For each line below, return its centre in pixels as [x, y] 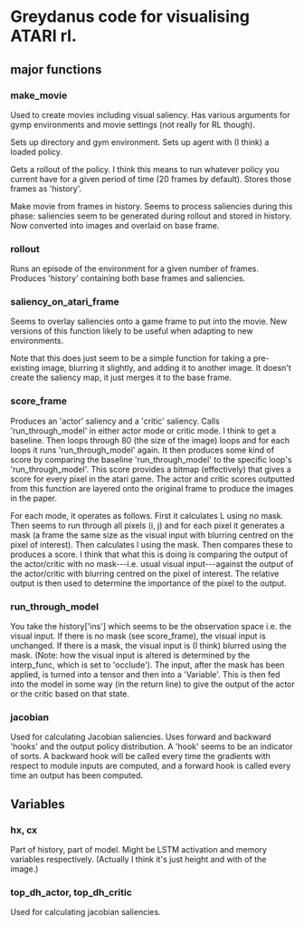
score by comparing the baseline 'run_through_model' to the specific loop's [151, 459]
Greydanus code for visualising [130, 17]
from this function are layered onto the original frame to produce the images [152, 488]
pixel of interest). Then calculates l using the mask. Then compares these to [152, 544]
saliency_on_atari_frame [65, 302]
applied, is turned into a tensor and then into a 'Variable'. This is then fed [145, 675]
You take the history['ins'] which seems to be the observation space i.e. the [151, 627]
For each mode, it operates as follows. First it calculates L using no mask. [147, 515]
